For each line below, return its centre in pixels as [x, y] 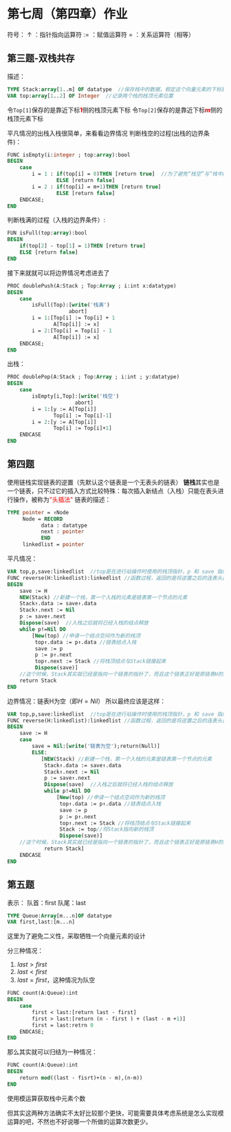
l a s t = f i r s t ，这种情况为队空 [56, 980]
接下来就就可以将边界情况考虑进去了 [58, 272]
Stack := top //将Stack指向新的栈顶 [107, 829]
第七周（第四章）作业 [68, 14]
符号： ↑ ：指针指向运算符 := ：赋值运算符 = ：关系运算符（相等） [101, 34]
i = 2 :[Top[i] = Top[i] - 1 [72, 331]
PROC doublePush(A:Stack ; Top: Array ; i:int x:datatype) [92, 286]
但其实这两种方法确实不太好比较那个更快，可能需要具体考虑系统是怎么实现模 [115, 1113]
